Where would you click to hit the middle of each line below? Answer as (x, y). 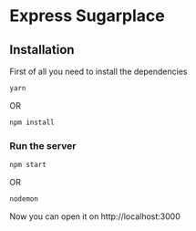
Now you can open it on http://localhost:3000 (95, 216)
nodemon (24, 199)
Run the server (43, 145)
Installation (42, 50)
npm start (28, 165)
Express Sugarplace (88, 16)
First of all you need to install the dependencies (98, 71)
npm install (32, 122)
